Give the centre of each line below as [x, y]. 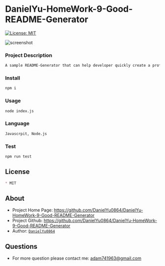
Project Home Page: [32, 210]
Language [17, 124]
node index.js [20, 111]
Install [13, 78]
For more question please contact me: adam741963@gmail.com [77, 258]
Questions [21, 246]
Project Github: [27, 221]
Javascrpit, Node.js [26, 133]
